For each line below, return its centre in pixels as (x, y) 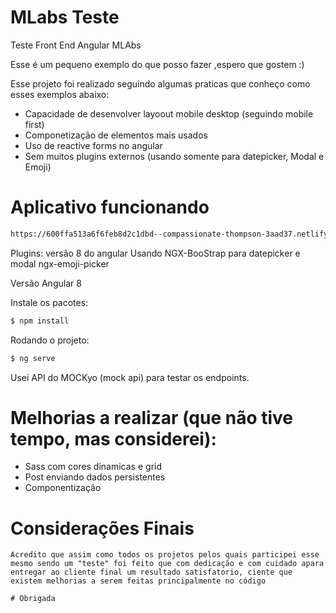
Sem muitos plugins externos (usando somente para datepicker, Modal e (174, 156)
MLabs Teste (65, 17)
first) (34, 124)
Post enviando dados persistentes (95, 477)
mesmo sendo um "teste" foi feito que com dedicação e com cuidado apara (167, 564)
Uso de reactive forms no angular (93, 145)
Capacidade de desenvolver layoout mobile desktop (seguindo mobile (169, 113)
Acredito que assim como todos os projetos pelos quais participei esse (165, 555)
